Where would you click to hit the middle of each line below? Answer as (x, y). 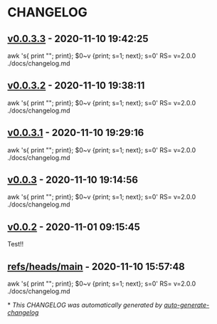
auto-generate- (187, 305)
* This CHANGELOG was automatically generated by (85, 305)
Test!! (16, 244)
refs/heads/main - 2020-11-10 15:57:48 (96, 267)
